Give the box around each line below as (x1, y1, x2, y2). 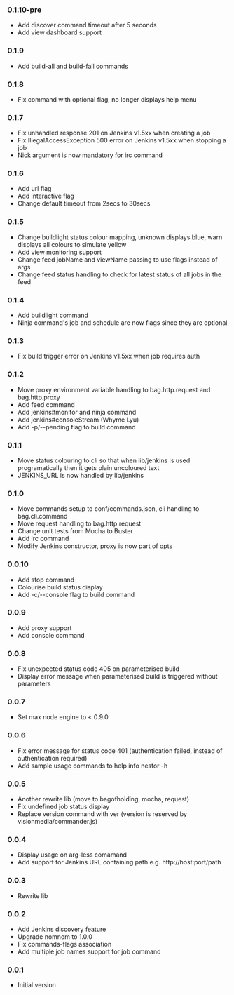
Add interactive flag (17, 192, 75, 201)
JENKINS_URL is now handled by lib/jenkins (17, 471, 144, 479)
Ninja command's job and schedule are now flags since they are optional (17, 319, 228, 327)
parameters (17, 679, 51, 688)
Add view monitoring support (17, 248, 102, 256)
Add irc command (17, 535, 69, 543)
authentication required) (17, 754, 88, 762)
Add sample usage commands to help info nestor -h (17, 761, 168, 770)
